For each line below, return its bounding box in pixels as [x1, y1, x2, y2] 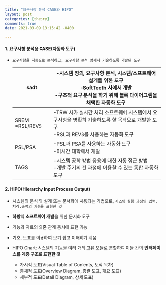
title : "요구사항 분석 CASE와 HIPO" [5, 7, 73, 12]
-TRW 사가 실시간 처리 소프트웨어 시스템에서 [53, 109, 152, 116]
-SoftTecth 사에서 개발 [80, 84, 132, 91]
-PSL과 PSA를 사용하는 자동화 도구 [53, 140, 131, 147]
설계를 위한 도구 [88, 77, 124, 84]
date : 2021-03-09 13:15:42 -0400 [5, 26, 74, 31]
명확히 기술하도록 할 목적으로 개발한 [73, 117, 151, 123]
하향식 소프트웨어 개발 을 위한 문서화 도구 [12, 213, 90, 219]
